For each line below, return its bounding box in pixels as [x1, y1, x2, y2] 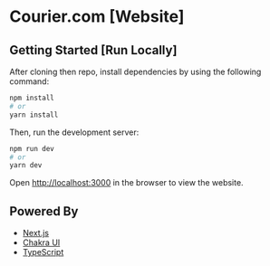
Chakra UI [22, 237, 61, 248]
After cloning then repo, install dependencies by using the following [9, 66, 262, 77]
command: [9, 76, 50, 87]
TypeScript [22, 247, 64, 258]
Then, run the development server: [9, 127, 140, 138]
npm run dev [9, 144, 54, 153]
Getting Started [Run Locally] [9, 43, 178, 58]
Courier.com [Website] [9, 6, 185, 27]
